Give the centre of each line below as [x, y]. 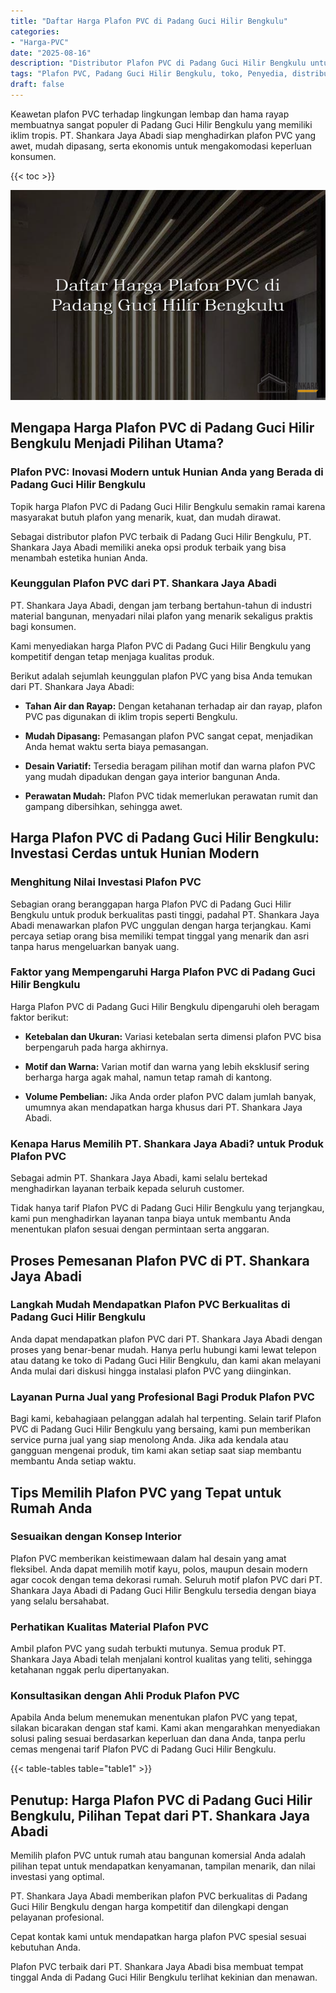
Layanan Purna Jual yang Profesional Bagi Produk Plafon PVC [162, 1397]
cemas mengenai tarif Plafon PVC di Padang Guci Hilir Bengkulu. [143, 1749]
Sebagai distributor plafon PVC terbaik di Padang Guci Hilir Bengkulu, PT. [161, 536]
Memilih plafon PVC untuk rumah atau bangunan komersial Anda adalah [158, 1856]
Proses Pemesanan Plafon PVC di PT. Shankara [160, 1260]
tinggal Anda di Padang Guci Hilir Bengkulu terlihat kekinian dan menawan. [164, 1977]
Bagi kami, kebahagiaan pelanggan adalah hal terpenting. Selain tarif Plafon [166, 1419]
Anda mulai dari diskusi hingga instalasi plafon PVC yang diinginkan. [151, 1371]
